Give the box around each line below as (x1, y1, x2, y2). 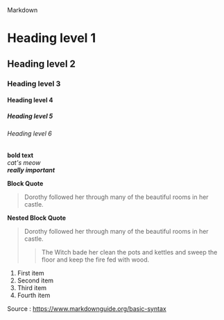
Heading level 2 (7, 58, 76, 70)
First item (17, 269, 44, 277)
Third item (17, 283, 47, 291)
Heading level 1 (7, 31, 96, 46)
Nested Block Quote (7, 214, 67, 222)
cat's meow (7, 158, 41, 166)
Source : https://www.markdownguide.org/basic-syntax (7, 304, 166, 312)
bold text (7, 151, 33, 159)
